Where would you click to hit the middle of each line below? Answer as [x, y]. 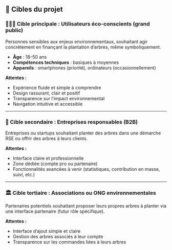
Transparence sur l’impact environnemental [59, 98]
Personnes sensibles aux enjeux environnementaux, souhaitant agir [77, 41]
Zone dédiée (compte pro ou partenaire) [55, 164]
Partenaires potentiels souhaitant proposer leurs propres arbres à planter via [86, 206]
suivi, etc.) [24, 174]
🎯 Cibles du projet [34, 9]
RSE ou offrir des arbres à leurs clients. [47, 138]
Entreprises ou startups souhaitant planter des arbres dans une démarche [83, 133]
